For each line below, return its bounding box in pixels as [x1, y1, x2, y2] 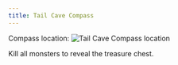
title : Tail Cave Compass [8, 11, 94, 20]
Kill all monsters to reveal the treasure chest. [8, 48, 154, 58]
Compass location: [8, 33, 70, 43]
